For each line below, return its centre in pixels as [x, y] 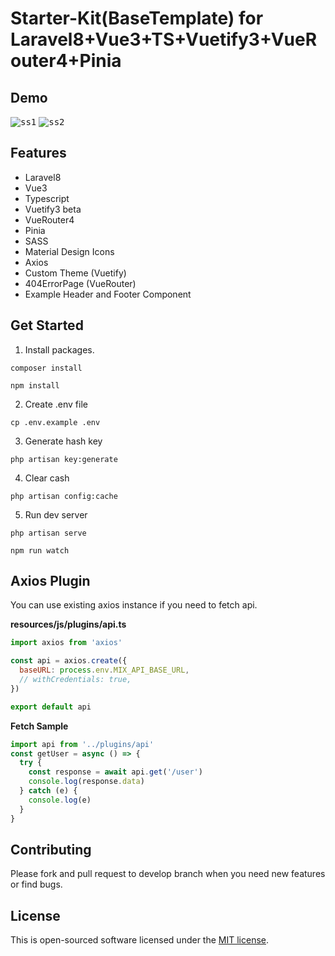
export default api [51, 707]
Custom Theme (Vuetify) [75, 273]
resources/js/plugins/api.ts [68, 624]
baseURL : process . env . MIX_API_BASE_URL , [104, 670]
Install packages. [59, 349]
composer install [46, 368]
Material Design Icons [69, 251]
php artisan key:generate [64, 459]
